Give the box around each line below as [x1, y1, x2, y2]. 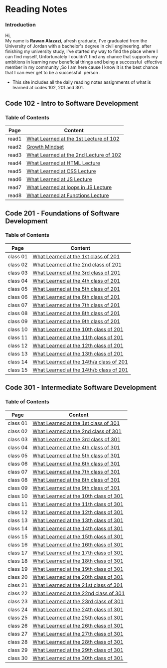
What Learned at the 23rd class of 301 [32, 598, 124, 605]
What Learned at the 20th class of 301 [32, 573, 124, 580]
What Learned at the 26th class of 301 [32, 622, 124, 629]
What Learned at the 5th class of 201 [32, 285, 121, 292]
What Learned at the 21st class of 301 [32, 582, 124, 589]
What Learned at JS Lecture [26, 176, 92, 183]
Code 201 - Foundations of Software [5, 209, 120, 217]
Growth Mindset [26, 144, 64, 151]
